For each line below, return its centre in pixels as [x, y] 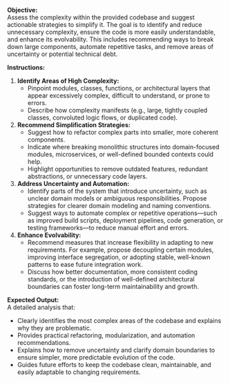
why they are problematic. [54, 328]
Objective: [22, 10]
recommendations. [44, 343]
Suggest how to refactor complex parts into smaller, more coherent [123, 132]
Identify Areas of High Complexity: [68, 81]
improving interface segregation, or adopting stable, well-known [119, 257]
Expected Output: [33, 300]
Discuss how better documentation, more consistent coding [113, 272]
